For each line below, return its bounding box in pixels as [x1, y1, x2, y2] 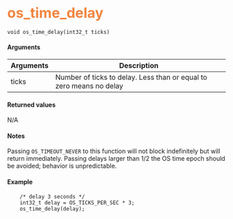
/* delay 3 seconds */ [19, 193, 85, 200]
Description [119, 61, 159, 71]
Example [7, 178, 33, 186]
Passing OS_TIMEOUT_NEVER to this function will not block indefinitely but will [7, 147, 221, 155]
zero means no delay [55, 81, 123, 91]
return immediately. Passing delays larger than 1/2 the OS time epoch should [7, 155, 225, 163]
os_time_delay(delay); [19, 205, 85, 212]
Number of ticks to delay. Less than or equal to [55, 73, 208, 82]
